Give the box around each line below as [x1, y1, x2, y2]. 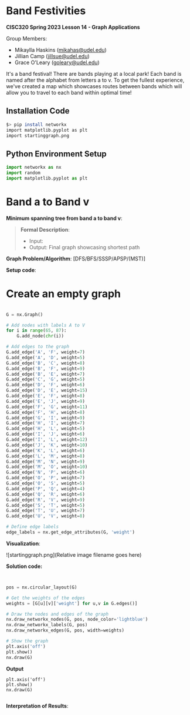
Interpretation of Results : [6, 702, 69, 709]
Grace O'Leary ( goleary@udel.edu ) [14, 59, 100, 66]
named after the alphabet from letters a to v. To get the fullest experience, [6, 76, 185, 83]
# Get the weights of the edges [6, 595, 85, 601]
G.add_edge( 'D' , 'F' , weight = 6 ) [6, 382, 85, 388]
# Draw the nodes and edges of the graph [6, 611, 109, 617]
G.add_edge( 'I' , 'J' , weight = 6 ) [6, 431, 85, 437]
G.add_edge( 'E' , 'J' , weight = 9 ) [6, 398, 85, 404]
